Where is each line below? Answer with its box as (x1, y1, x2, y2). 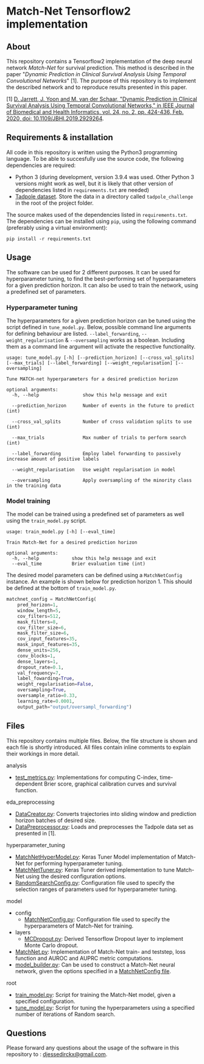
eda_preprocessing (6, 798, 55, 806)
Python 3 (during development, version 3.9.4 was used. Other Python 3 (15, 173, 195, 180)
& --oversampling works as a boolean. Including (65, 336, 185, 344)
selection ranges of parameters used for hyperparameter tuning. (15, 885, 178, 893)
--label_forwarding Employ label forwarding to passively (12, 450, 181, 456)
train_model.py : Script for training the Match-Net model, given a (15, 991, 176, 998)
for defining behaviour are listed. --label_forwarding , (6, 330, 141, 337)
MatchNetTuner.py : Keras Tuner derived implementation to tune (15, 866, 175, 873)
